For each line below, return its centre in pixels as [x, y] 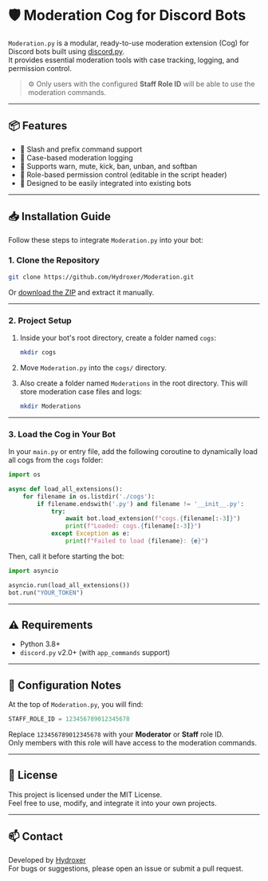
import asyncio [33, 571]
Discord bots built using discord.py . [67, 51]
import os [25, 475]
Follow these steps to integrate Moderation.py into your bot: [106, 239]
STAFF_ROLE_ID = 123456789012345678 [69, 719]
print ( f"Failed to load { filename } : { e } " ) [137, 541]
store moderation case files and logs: [81, 391]
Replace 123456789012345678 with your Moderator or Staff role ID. [116, 734]
